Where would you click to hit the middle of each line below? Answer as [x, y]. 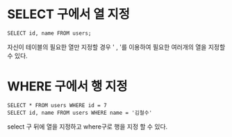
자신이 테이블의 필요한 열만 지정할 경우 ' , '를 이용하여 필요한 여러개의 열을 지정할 [116, 47]
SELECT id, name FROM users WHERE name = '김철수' [80, 113]
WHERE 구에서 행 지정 [67, 87]
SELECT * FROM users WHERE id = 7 [57, 105]
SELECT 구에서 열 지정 [69, 14]
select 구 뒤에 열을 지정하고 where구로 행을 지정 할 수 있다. [88, 127]
